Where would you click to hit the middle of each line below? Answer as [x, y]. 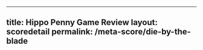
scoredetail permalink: [50, 32]
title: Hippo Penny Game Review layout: [82, 22]
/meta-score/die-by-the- [143, 32]
